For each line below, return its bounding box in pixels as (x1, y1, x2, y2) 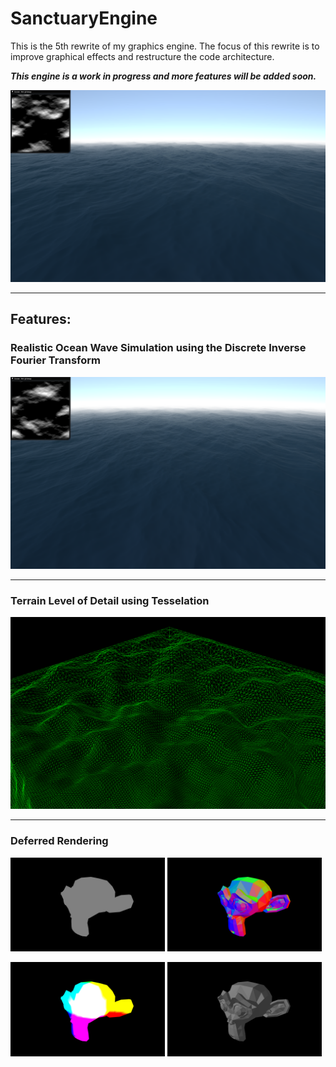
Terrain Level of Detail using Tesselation (10, 593, 210, 607)
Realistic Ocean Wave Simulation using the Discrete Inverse (10, 341, 307, 355)
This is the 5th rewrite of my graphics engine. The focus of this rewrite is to (10, 40, 320, 52)
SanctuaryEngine (10, 7, 158, 30)
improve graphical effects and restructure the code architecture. (10, 50, 275, 62)
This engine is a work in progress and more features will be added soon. (10, 70, 317, 82)
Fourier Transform (10, 353, 101, 367)
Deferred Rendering (10, 834, 109, 848)
